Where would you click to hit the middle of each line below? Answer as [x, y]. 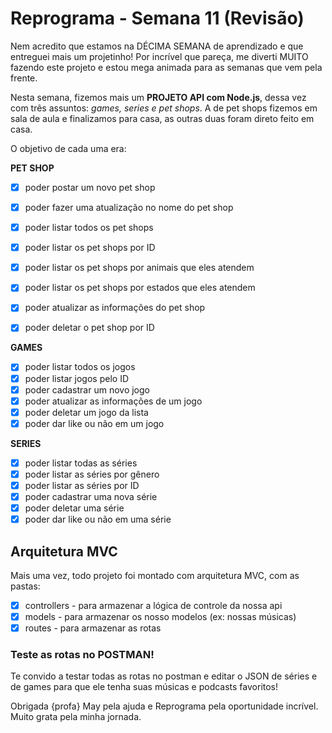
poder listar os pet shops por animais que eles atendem [139, 268]
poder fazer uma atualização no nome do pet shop [129, 207]
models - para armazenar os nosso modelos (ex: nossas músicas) [160, 617]
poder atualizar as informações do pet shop [115, 308]
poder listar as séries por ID [82, 485]
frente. [24, 78]
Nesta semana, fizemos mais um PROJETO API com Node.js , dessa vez [158, 97]
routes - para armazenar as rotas [93, 628]
